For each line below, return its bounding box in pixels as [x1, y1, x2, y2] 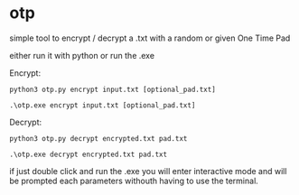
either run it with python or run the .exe [9, 50, 155, 60]
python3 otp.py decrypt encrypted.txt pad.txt [9, 134, 188, 143]
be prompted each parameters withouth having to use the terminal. [9, 175, 259, 186]
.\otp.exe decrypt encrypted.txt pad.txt [9, 150, 168, 159]
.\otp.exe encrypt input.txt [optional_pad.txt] [9, 100, 196, 110]
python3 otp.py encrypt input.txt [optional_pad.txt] [9, 85, 217, 94]
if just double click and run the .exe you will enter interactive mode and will [9, 165, 287, 176]
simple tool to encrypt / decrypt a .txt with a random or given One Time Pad [9, 32, 291, 43]
